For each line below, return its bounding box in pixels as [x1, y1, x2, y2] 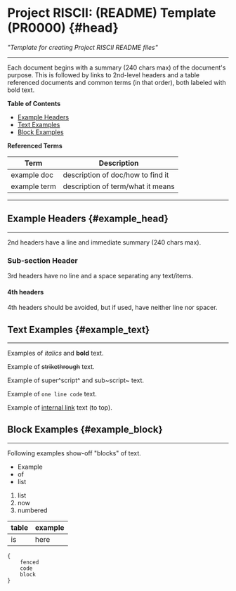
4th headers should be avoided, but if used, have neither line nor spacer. [7, 304, 218, 312]
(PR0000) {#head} [7, 20, 119, 36]
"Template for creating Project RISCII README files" [7, 43, 158, 51]
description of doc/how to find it [63, 170, 169, 180]
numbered [17, 506, 48, 514]
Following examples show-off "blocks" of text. [7, 448, 142, 457]
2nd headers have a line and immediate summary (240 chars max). [7, 238, 202, 247]
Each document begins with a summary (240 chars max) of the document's [7, 63, 226, 72]
